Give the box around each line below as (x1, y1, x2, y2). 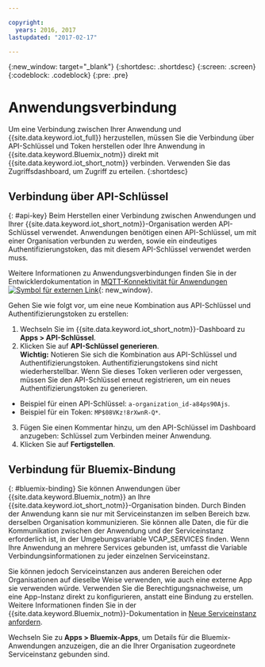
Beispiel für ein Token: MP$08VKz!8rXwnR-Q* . (19, 407, 161, 417)
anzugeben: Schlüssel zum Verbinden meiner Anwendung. (19, 431, 212, 441)
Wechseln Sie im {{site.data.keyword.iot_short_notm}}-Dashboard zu (19, 325, 246, 334)
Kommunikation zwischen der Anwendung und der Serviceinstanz (8, 526, 225, 535)
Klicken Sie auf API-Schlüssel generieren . (19, 341, 159, 351)
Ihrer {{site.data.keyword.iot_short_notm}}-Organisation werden (8, 219, 217, 229)
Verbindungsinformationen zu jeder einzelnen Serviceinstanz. (8, 551, 210, 561)
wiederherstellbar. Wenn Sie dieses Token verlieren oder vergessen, (19, 367, 244, 376)
